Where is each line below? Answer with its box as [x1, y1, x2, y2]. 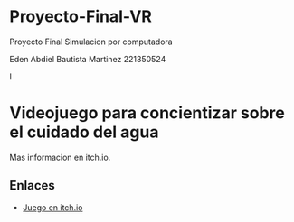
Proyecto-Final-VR [9, 6, 152, 27]
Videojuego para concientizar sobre [9, 103, 285, 124]
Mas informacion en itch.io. [9, 152, 111, 162]
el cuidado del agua [9, 122, 159, 143]
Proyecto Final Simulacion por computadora [9, 36, 174, 47]
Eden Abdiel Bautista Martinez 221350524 [9, 53, 166, 64]
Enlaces [9, 178, 56, 193]
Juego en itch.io [22, 201, 83, 213]
